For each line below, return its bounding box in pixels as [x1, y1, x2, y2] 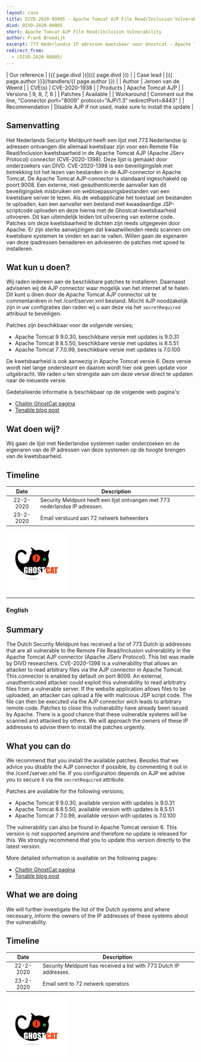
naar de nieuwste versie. [6, 377, 67, 384]
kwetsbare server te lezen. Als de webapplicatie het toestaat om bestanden [6, 194, 193, 201]
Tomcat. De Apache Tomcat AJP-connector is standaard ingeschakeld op [6, 175, 187, 182]
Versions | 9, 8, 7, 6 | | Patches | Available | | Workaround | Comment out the [6, 90, 194, 97]
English [6, 606, 29, 615]
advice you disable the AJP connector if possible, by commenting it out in [6, 763, 188, 771]
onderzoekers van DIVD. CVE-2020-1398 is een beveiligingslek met [6, 162, 173, 169]
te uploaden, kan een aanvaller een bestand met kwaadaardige [6, 200, 162, 207]
